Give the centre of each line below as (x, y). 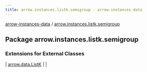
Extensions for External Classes (45, 54)
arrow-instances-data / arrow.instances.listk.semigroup (63, 24)
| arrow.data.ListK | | (26, 65)
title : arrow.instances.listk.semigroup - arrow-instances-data (74, 10)
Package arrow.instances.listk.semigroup (72, 39)
